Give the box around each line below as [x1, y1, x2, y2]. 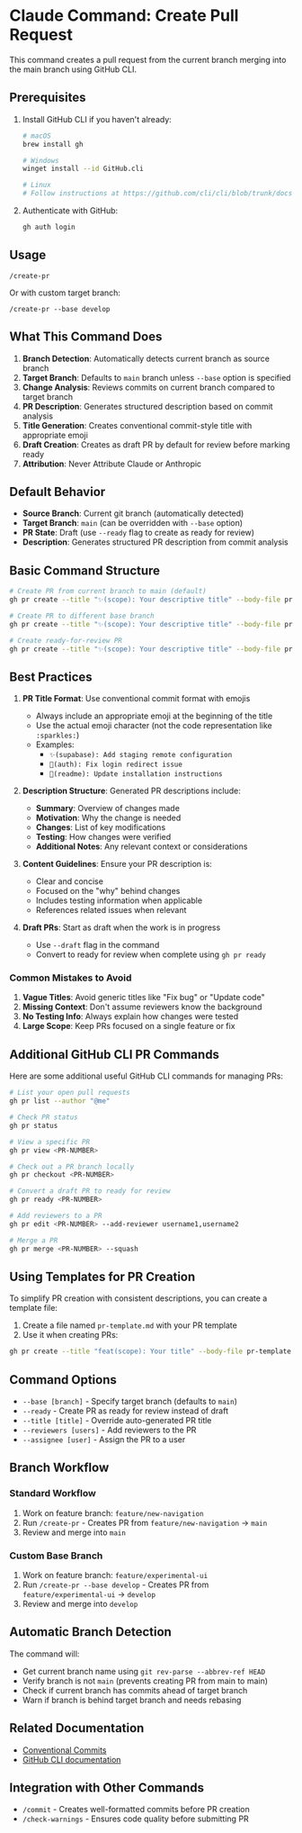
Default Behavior [9, 483, 106, 500]
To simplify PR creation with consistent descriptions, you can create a [9, 1293, 268, 1304]
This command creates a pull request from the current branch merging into [9, 54, 287, 65]
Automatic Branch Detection [9, 1624, 173, 1639]
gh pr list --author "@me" [9, 1097, 111, 1106]
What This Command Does [9, 330, 163, 345]
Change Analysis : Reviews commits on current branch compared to [22, 382, 276, 393]
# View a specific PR [9, 1137, 91, 1146]
